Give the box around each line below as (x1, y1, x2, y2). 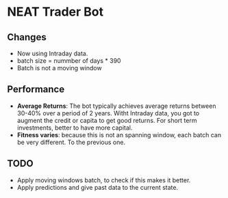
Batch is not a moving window (16, 64, 102, 72)
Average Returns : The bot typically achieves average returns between (16, 102, 216, 110)
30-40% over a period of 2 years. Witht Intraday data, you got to (16, 109, 200, 117)
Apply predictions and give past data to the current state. (16, 183, 179, 191)
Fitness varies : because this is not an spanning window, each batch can (16, 130, 221, 139)
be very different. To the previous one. (16, 138, 125, 146)
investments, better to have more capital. (16, 124, 133, 132)
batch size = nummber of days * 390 (16, 57, 121, 65)
